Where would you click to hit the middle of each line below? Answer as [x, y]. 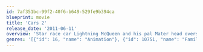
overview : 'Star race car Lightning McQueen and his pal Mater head [94, 34]
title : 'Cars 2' [27, 23]
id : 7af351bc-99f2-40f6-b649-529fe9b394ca [60, 12]
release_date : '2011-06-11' [42, 28]
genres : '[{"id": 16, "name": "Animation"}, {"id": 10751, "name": [93, 39]
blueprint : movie [28, 17]
